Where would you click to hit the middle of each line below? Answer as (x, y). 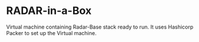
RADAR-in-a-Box (49, 11)
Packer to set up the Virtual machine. (51, 33)
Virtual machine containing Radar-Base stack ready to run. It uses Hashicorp (100, 27)
